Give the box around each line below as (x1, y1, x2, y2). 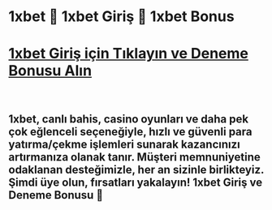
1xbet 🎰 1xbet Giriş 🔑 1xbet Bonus (8, 7, 235, 26)
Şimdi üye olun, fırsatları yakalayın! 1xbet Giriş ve (8, 175, 262, 189)
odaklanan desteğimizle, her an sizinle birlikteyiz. (8, 162, 265, 177)
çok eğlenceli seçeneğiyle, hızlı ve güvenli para (8, 125, 253, 139)
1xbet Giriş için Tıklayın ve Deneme (8, 45, 249, 63)
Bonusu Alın (8, 62, 92, 80)
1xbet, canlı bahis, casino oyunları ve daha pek (8, 112, 249, 126)
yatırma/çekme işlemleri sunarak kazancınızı (8, 137, 241, 151)
